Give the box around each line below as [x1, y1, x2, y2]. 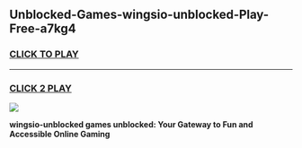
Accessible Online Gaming [9, 128, 111, 139]
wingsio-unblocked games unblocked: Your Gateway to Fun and [9, 118, 253, 129]
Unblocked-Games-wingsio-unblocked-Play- [9, 7, 270, 22]
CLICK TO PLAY [9, 48, 79, 61]
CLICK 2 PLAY [9, 82, 72, 94]
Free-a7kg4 [9, 22, 76, 37]
